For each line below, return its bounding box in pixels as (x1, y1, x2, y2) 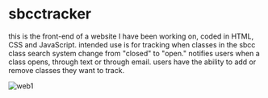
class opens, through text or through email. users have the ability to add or (8, 57, 257, 67)
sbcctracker (8, 5, 91, 23)
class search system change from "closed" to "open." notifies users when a (8, 48, 260, 58)
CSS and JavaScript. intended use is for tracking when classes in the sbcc (8, 39, 256, 49)
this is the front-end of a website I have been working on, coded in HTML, (8, 31, 254, 41)
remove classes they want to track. (8, 65, 125, 75)
